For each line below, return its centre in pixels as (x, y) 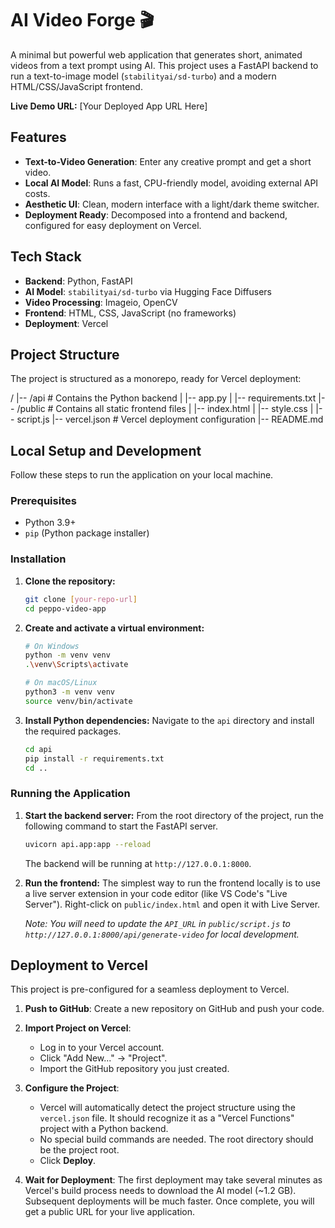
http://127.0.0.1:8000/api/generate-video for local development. (162, 934)
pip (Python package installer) (87, 533)
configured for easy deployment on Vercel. (113, 225)
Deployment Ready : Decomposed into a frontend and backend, (156, 214)
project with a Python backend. (104, 1129)
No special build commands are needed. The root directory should (176, 1139)
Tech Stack (46, 257)
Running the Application (70, 794)
